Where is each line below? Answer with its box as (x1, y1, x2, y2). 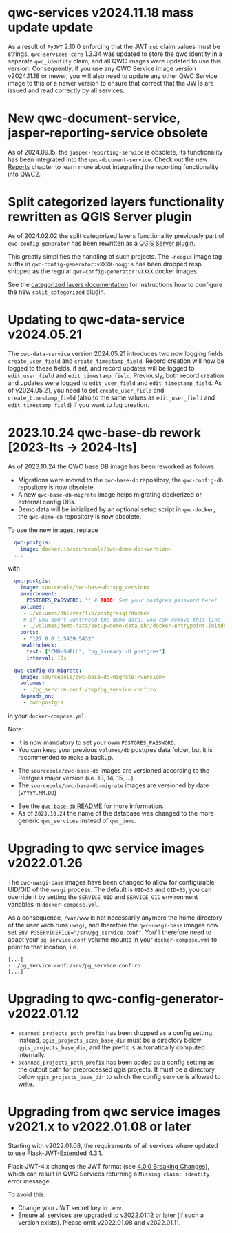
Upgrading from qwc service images (8, 1104, 221, 1119)
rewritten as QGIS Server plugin (8, 209, 192, 225)
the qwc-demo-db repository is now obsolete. (17, 512, 142, 520)
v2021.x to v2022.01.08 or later (8, 1119, 192, 1134)
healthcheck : (20, 642, 58, 649)
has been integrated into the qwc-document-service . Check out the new (8, 155, 209, 164)
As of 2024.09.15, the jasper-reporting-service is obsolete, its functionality (8, 148, 223, 156)
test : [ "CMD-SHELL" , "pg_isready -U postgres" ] (25, 648, 166, 655)
